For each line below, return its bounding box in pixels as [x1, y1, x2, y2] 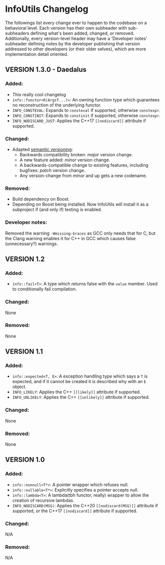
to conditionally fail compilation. [12, 286, 77, 292]
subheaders [5, 30, 30, 36]
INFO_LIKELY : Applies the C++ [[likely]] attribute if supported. [12, 389, 141, 395]
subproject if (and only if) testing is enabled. [12, 207, 102, 212]
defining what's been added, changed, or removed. [30, 30, 134, 36]
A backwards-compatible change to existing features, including [19, 162, 149, 168]
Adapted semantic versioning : [12, 146, 73, 152]
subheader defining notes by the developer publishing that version [5, 40, 140, 46]
